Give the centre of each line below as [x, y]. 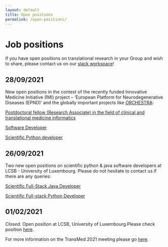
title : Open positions [29, 15]
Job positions [35, 44]
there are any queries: [28, 176]
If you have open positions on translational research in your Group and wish [84, 58]
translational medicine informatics [40, 118]
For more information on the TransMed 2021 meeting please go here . [77, 239]
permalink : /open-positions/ [36, 19]
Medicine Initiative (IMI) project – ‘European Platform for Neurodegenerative [84, 97]
